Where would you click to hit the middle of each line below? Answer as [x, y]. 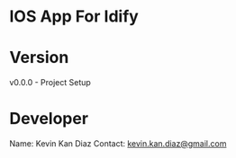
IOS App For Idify [74, 17]
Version [39, 58]
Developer [49, 119]
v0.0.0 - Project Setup [50, 83]
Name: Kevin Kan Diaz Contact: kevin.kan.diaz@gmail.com [118, 144]
